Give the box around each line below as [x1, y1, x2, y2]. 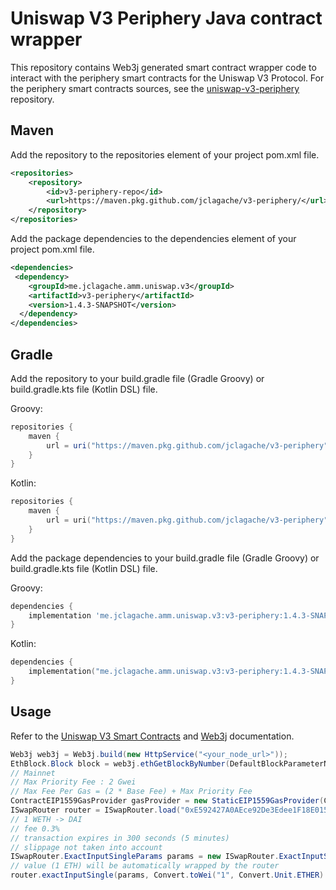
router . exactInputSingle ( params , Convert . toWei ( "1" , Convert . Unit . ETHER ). [10, 870, 329, 881]
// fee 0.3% [10, 823, 60, 834]
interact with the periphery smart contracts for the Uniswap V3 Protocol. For [10, 72, 325, 84]
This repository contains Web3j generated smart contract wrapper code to [10, 61, 317, 73]
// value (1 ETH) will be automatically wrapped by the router [10, 861, 280, 871]
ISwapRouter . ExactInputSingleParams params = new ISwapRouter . [10, 852, 280, 862]
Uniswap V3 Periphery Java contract [10, 7, 323, 30]
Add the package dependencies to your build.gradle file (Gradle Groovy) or [10, 552, 320, 564]
